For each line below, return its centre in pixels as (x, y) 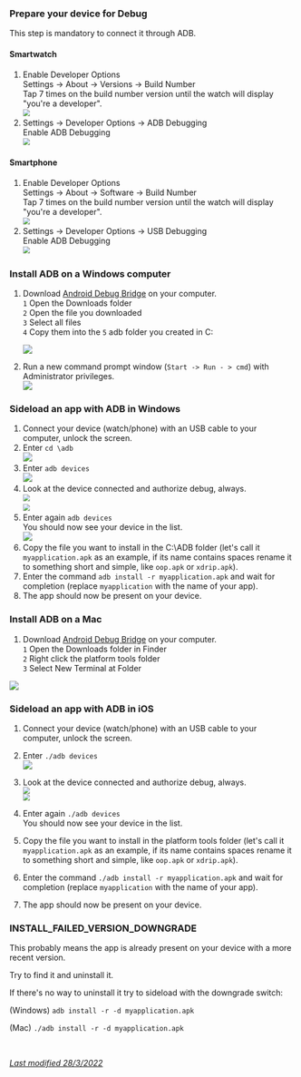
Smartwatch (33, 54)
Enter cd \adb (48, 448)
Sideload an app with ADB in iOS (82, 709)
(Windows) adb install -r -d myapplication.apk (102, 1011)
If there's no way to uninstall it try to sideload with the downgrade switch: (146, 993)
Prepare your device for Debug (78, 14)
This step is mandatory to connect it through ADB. (103, 34)
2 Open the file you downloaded (82, 313)
